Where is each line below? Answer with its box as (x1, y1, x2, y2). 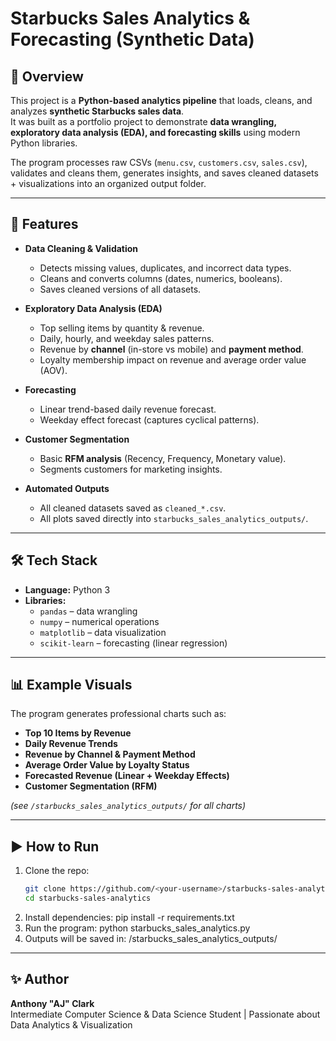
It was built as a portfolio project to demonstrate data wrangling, (10, 116, 277, 127)
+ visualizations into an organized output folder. (10, 178, 207, 189)
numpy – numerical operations (39, 615, 160, 627)
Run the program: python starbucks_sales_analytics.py (24, 922, 251, 934)
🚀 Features (10, 216, 79, 233)
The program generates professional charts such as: (10, 708, 227, 720)
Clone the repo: (24, 865, 90, 877)
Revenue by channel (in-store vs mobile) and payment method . (39, 343, 304, 355)
